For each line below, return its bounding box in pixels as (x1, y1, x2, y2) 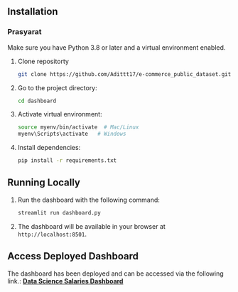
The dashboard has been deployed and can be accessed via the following (7, 269, 224, 278)
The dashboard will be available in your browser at (17, 222, 166, 230)
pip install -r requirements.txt (17, 157, 117, 164)
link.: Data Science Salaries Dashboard (7, 276, 124, 285)
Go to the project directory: (17, 83, 97, 92)
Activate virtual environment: (17, 110, 102, 119)
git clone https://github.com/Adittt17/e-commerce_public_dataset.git (17, 70, 232, 77)
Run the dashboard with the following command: (17, 195, 160, 204)
